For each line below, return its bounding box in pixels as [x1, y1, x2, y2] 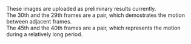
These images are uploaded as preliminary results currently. [6, 5, 156, 12]
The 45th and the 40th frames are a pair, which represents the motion [6, 24, 181, 31]
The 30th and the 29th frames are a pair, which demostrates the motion [6, 11, 185, 19]
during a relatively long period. [6, 31, 83, 38]
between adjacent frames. [6, 18, 72, 25]
